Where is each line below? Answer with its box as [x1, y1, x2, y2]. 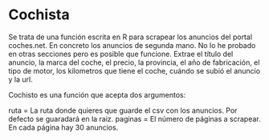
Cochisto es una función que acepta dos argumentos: [8, 90, 186, 99]
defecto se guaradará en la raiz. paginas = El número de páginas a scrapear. [8, 114, 261, 123]
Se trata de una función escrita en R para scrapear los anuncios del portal [8, 32, 253, 42]
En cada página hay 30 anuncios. [8, 122, 119, 132]
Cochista [8, 6, 70, 24]
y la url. [8, 74, 34, 84]
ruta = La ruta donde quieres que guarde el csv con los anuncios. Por [8, 106, 238, 115]
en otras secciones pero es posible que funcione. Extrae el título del [8, 49, 234, 58]
